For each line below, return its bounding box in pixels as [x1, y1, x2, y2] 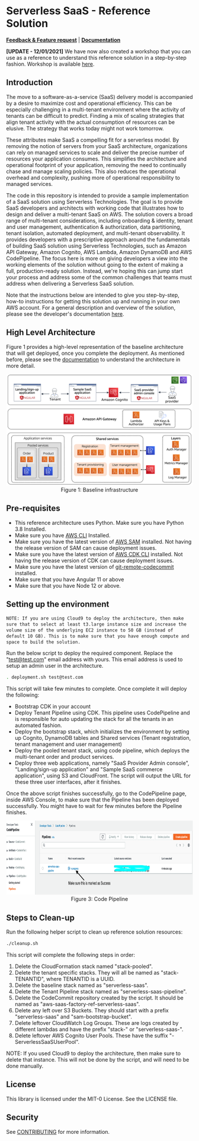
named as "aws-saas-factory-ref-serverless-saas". [14, 1000, 140, 1008]
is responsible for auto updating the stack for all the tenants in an [14, 716, 174, 723]
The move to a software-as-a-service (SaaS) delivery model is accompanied [6, 93, 194, 100]
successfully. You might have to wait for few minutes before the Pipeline [6, 803, 182, 810]
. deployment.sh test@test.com [6, 674, 84, 681]
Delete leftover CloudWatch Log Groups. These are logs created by [14, 1019, 179, 1026]
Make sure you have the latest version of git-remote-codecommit [14, 563, 174, 570]
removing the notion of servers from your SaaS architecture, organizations [6, 142, 188, 149]
